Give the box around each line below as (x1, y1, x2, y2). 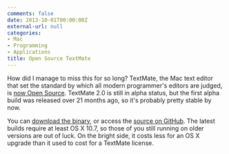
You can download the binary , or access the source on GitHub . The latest (7, 117, 215, 125)
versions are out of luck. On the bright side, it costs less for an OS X (7, 131, 200, 139)
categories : (7, 29, 41, 37)
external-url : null (7, 23, 63, 30)
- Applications (7, 49, 51, 56)
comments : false (7, 10, 54, 17)
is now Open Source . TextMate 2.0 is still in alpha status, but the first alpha (7, 88, 219, 97)
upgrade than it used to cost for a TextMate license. (7, 139, 154, 147)
